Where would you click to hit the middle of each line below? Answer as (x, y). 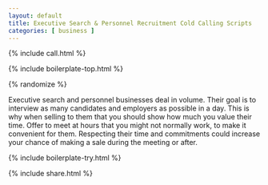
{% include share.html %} (51, 174)
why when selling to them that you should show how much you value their (130, 117)
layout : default (35, 16)
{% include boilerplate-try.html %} (65, 158)
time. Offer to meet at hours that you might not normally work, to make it (127, 126)
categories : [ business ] (51, 30)
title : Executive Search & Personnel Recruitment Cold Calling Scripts (130, 23)
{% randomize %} (38, 84)
